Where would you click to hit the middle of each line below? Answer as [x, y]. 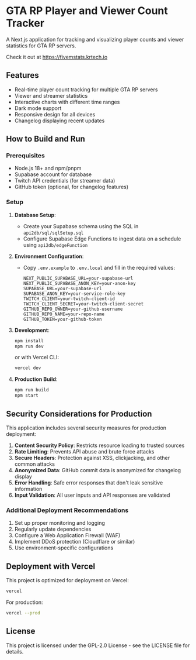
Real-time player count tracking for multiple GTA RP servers [86, 90]
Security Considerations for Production [79, 414]
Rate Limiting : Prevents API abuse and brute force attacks [84, 451]
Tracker [25, 23]
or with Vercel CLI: [37, 357]
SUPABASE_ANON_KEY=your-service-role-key [74, 294]
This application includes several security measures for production [86, 428]
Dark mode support [38, 108]
